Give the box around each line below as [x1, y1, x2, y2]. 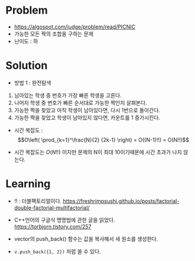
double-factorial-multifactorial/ [14, 204, 90, 211]
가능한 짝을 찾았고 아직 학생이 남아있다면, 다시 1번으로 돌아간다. [14, 106, 161, 113]
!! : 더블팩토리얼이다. [14, 197, 62, 205]
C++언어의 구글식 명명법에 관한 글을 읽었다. [14, 216, 116, 223]
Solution [5, 59, 48, 72]
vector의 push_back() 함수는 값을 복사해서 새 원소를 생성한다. [14, 235, 158, 242]
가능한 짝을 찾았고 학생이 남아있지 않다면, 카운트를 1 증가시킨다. [14, 114, 161, 121]
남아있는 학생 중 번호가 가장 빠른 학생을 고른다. [14, 91, 122, 98]
